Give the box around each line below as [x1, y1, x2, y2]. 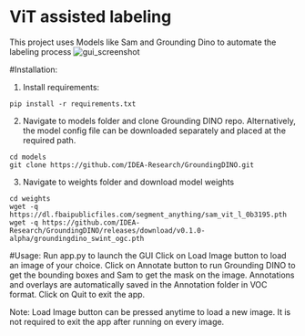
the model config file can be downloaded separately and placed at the [22, 125, 287, 136]
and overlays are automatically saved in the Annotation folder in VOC [9, 278, 268, 289]
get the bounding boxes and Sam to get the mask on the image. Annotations [9, 269, 295, 280]
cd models [9, 152, 47, 162]
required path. [22, 134, 76, 145]
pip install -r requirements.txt [9, 99, 137, 109]
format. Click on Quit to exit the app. [9, 289, 146, 299]
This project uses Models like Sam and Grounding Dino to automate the [9, 37, 277, 47]
